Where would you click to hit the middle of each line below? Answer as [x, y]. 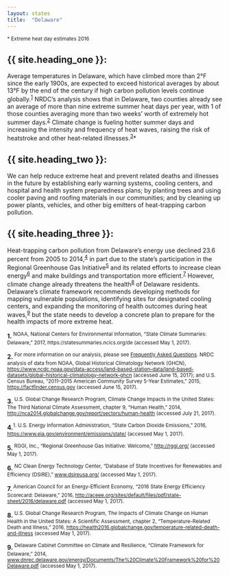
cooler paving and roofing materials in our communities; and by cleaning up [114, 198]
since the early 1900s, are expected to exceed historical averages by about [113, 84]
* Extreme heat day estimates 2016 [48, 38]
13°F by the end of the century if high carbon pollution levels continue [106, 91]
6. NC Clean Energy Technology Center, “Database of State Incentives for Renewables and [114, 468]
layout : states [29, 13]
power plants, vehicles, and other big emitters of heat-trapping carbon [107, 205]
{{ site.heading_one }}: [57, 59]
